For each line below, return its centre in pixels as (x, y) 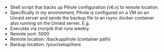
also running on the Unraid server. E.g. (50, 23)
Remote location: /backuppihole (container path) (60, 39)
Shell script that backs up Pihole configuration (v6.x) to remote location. (85, 7)
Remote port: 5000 (29, 34)
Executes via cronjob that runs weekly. (50, 28)
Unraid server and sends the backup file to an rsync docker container (82, 18)
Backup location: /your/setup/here (46, 44)
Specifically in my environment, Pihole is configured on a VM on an (79, 12)
